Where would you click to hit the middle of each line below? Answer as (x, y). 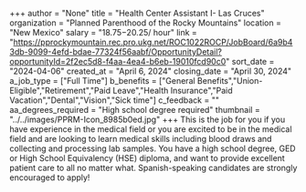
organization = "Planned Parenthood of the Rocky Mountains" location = (145, 23)
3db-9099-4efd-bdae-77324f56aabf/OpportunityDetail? (116, 52)
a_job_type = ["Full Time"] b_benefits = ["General (102, 81)
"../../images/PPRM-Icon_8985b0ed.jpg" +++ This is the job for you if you (148, 119)
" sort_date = (250, 61)
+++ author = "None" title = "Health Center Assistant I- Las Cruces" (137, 13)
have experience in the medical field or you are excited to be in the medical (151, 129)
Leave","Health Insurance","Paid (173, 91)
